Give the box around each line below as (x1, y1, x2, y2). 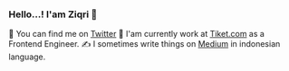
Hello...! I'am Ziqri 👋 (8, 8, 98, 21)
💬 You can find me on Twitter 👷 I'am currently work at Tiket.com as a (8, 29, 265, 40)
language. (8, 51, 46, 62)
